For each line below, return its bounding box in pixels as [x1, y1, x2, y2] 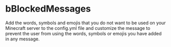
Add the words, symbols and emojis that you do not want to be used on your [5, 20, 166, 26]
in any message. [5, 36, 40, 42]
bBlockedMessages [5, 3, 91, 15]
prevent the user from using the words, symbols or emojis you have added [5, 30, 162, 36]
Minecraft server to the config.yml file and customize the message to [5, 25, 151, 31]
